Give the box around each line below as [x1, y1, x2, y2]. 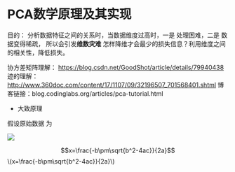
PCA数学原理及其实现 [7, 6, 132, 22]
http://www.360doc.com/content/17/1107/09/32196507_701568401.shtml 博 [7, 80, 224, 89]
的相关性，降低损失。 [7, 48, 69, 57]
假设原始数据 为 [7, 119, 53, 127]
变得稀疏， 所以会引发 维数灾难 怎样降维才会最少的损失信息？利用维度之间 [13, 39, 226, 48]
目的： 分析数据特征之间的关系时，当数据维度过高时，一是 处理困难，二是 [7, 31, 220, 39]
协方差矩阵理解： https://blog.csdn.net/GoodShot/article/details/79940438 [7, 63, 224, 71]
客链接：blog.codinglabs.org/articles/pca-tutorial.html [7, 89, 163, 98]
